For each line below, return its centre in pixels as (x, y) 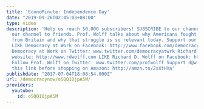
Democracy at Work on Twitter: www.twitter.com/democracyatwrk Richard (104, 51)
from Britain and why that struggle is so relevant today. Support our (104, 40)
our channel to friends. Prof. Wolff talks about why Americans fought (104, 35)
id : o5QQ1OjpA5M (38, 96)
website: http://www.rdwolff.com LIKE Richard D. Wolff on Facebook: (101, 57)
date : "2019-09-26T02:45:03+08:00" (51, 18)
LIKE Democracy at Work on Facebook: (59, 46)
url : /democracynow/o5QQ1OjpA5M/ (49, 79)
